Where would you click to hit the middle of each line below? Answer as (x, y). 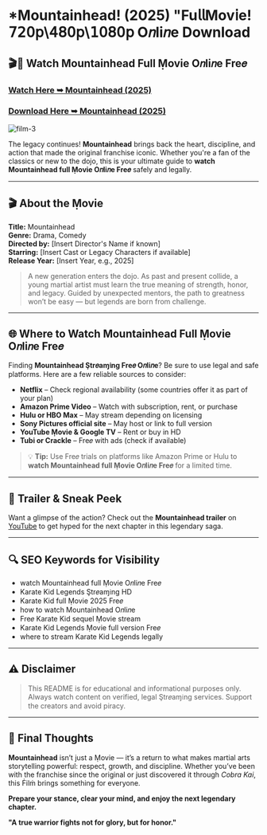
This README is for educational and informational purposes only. (134, 688)
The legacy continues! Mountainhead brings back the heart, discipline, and (132, 144)
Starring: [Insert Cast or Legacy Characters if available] (99, 252)
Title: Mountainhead (42, 226)
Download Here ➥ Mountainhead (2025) (87, 112)
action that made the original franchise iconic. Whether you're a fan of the (129, 152)
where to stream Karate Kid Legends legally (91, 637)
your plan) (37, 398)
